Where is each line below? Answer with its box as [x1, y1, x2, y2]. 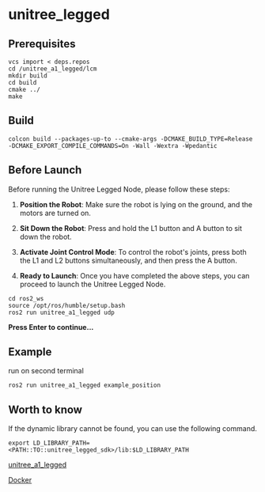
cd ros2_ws [8, 294, 44, 302]
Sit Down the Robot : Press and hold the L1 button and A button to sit [19, 223, 243, 233]
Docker [8, 475, 32, 485]
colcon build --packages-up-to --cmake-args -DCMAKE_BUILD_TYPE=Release [8, 134, 253, 143]
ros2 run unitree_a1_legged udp [8, 308, 115, 316]
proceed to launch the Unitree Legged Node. [19, 279, 166, 289]
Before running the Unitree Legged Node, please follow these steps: [8, 184, 230, 194]
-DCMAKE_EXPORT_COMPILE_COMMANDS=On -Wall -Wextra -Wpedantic [8, 142, 218, 149]
